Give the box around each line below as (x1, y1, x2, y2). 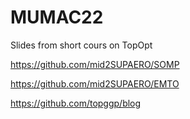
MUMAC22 (10, 6, 104, 29)
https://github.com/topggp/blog (10, 97, 142, 109)
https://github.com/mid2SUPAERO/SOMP (10, 58, 180, 70)
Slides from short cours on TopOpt (10, 39, 153, 51)
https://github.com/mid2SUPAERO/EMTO (10, 77, 180, 90)
